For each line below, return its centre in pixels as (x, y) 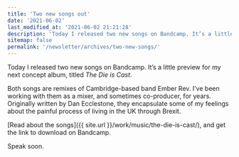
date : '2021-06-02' (36, 21)
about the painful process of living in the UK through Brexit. (94, 111)
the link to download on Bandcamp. (59, 132)
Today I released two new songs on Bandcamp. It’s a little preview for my (115, 67)
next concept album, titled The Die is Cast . (70, 75)
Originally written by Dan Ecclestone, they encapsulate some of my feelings (118, 103)
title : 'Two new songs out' (49, 14)
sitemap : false (30, 40)
